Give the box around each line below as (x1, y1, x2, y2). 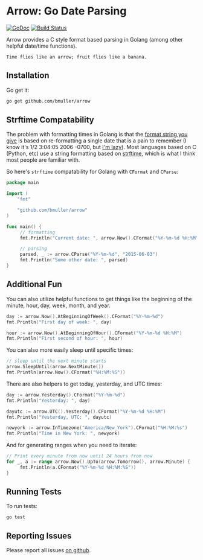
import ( (6, 191, 28, 197)
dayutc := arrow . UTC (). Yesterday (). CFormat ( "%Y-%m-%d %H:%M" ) (6, 409, 166, 415)
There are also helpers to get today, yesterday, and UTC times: (6, 380, 162, 387)
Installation (6, 71, 50, 81)
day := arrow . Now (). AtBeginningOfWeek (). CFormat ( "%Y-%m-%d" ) (6, 313, 164, 319)
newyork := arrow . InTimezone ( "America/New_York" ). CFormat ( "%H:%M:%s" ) (6, 425, 188, 431)
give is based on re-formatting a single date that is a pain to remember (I (6, 137, 187, 144)
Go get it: (6, 86, 30, 94)
